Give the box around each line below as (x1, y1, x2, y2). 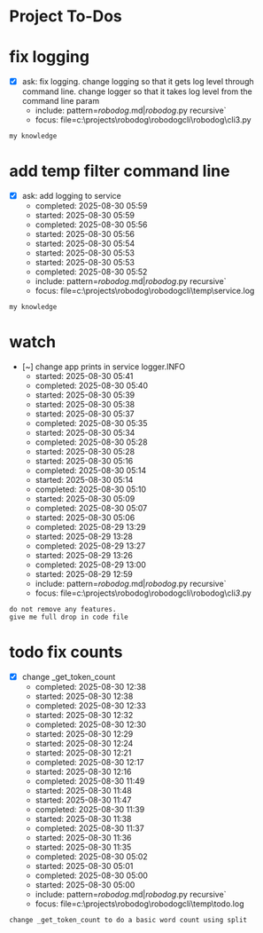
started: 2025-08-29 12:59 (35, 569, 133, 580)
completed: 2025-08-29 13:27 (35, 541, 146, 551)
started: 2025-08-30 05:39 (35, 390, 135, 400)
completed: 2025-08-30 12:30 (35, 719, 147, 730)
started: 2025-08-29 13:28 (35, 531, 133, 542)
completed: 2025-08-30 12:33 (35, 700, 146, 711)
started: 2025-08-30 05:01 (35, 861, 134, 872)
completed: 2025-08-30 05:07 (35, 503, 148, 514)
